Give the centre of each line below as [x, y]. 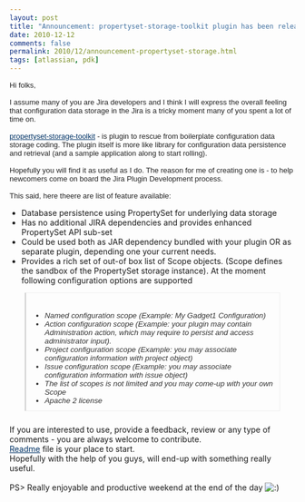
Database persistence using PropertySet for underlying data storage [149, 213]
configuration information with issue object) [116, 374]
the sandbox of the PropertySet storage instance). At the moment [143, 271]
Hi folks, [23, 85]
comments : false [40, 43]
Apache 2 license [73, 400]
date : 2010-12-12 [42, 34]
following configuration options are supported [107, 281]
